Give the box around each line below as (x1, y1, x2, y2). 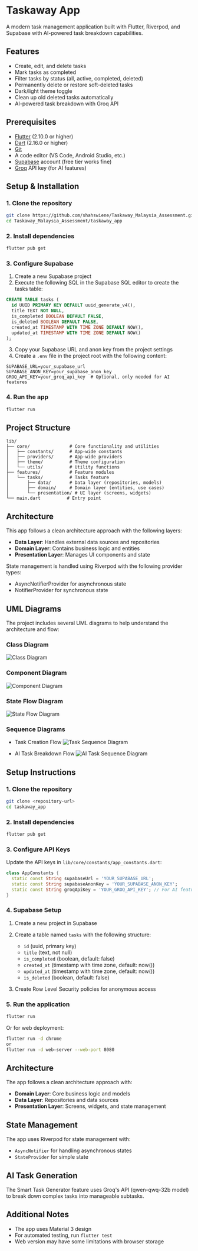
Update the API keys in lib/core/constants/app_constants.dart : (6, 859, 162, 866)
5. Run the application (6, 1000, 70, 1008)
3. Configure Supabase (6, 260, 74, 268)
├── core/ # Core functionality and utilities (6, 444, 160, 450)
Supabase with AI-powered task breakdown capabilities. (6, 29, 143, 36)
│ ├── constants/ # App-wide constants (6, 449, 123, 455)
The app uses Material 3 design (14, 1225, 92, 1232)
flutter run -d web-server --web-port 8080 (6, 1046, 115, 1053)
